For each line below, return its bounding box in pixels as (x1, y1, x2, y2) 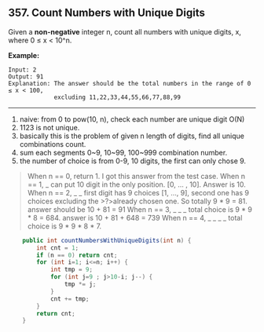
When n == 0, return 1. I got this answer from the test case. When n (27, 171, 246, 181)
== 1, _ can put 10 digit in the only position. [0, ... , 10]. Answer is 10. (27, 180, 246, 189)
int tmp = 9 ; (49, 266, 93, 274)
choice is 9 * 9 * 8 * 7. (27, 221, 102, 231)
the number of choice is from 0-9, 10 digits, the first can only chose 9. (19, 156, 246, 166)
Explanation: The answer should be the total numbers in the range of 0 (8, 79, 251, 87)
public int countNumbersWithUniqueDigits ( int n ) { (22, 236, 192, 244)
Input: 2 (8, 66, 37, 74)
